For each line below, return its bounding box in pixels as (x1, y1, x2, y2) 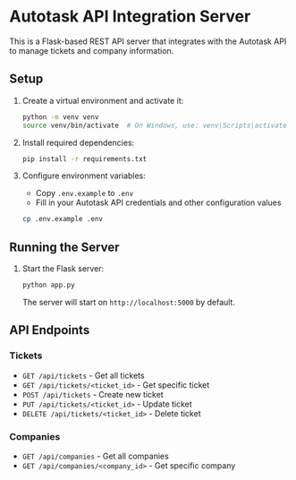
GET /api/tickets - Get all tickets (21, 370, 145, 381)
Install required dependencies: (21, 137, 135, 148)
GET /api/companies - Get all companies (21, 450, 170, 461)
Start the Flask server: (21, 263, 105, 274)
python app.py (21, 280, 75, 290)
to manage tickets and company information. (9, 45, 174, 56)
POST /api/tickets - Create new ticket (21, 389, 164, 399)
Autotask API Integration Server (9, 6, 251, 27)
